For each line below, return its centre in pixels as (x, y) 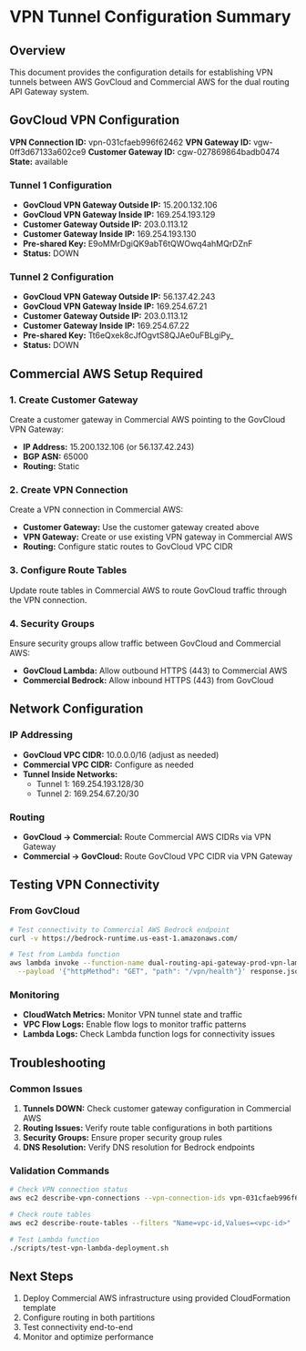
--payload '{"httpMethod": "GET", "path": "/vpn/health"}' (132, 972)
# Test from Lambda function (65, 955)
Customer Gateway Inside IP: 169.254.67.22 (106, 326)
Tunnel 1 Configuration (61, 185)
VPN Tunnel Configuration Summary (150, 17)
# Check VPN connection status (69, 1190)
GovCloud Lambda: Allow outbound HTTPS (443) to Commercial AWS (155, 670)
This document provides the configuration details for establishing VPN (141, 72)
